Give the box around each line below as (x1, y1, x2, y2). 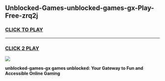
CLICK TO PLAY (5, 27, 43, 33)
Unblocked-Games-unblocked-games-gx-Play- (5, 4, 154, 12)
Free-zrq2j (5, 12, 38, 20)
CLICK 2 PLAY (5, 45, 39, 52)
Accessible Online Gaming (5, 70, 60, 76)
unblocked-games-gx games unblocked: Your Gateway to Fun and (5, 65, 143, 71)
